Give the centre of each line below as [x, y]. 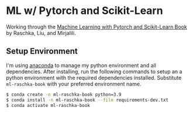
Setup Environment [42, 51]
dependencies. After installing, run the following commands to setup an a [94, 72]
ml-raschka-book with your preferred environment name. [74, 84]
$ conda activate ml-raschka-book [48, 105]
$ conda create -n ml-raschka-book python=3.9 [64, 94]
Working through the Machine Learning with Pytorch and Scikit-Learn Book [96, 27]
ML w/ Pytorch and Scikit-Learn [85, 11]
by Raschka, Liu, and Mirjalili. [41, 33]
